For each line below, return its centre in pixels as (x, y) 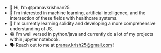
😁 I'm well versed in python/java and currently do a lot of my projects (82, 34)
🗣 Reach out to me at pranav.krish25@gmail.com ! (62, 45)
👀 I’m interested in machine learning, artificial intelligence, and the (78, 13)
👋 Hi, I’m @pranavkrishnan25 (40, 8)
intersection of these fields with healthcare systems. (64, 18)
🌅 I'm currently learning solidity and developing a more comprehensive (83, 23)
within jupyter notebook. (35, 39)
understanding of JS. (31, 29)
